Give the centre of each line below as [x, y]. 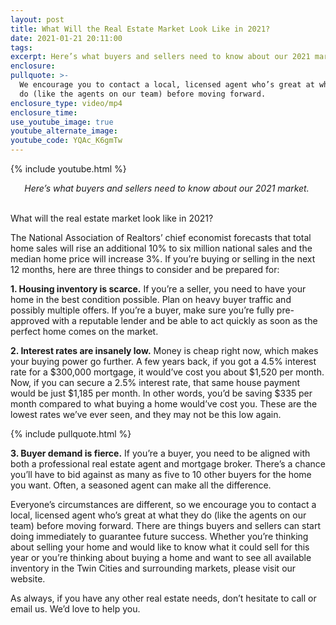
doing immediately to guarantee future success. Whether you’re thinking [159, 536]
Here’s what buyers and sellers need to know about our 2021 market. [167, 188]
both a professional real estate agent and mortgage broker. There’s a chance [168, 464]
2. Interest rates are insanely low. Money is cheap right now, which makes [164, 350]
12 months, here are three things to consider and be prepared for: [145, 269]
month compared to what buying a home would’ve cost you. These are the [164, 404]
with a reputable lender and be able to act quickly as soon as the [184, 320]
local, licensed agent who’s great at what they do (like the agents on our [158, 515]
